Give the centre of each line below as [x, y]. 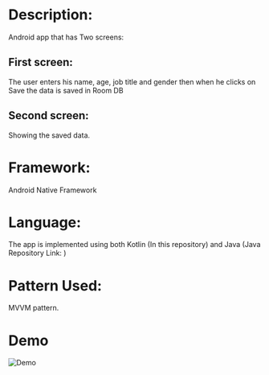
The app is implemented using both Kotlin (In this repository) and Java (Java [134, 245]
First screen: [41, 62]
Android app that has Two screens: [66, 37]
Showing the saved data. [49, 135]
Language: [45, 222]
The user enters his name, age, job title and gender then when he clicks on [132, 81]
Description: [51, 15]
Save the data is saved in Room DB [66, 90]
